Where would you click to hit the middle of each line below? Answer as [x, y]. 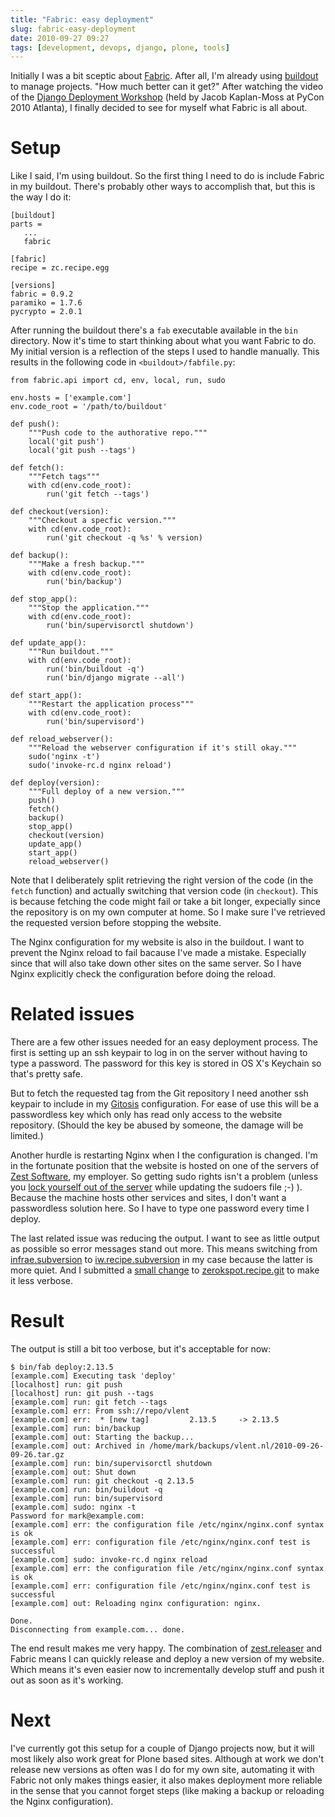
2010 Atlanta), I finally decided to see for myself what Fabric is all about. [159, 108]
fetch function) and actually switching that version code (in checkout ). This [164, 891]
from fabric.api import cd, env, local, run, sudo [118, 381]
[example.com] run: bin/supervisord [86, 1499]
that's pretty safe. [47, 1074]
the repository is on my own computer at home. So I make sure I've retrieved [168, 912]
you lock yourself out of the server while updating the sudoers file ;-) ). [156, 1187]
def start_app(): [46, 696]
